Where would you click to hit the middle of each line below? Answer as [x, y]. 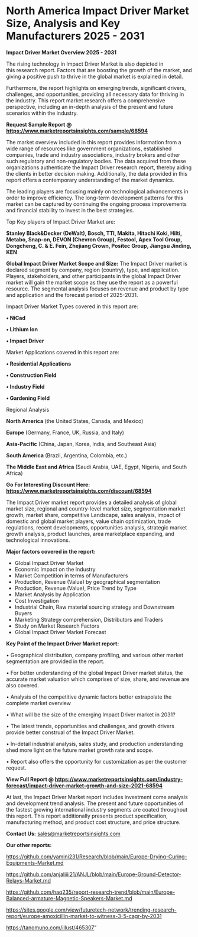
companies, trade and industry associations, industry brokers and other [93, 154]
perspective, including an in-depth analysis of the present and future [90, 106]
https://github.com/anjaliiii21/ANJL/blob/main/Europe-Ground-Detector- [94, 874]
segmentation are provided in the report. [55, 661]
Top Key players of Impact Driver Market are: [61, 222]
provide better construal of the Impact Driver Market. [70, 732]
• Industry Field [25, 386]
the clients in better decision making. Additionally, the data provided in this [97, 173]
